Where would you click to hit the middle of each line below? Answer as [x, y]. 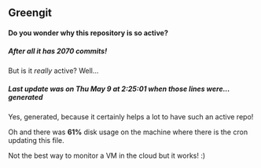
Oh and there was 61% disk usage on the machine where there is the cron [128, 132]
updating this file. [36, 140]
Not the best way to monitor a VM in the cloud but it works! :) [107, 155]
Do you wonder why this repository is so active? [88, 33]
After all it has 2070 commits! [58, 51]
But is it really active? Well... [53, 71]
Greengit [30, 13]
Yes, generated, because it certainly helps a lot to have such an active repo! [131, 116]
